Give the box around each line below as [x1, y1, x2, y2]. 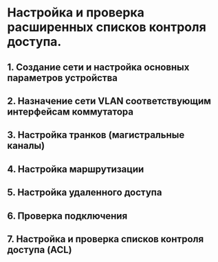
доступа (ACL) [7, 243, 72, 255]
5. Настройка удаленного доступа [7, 187, 162, 198]
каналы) [7, 140, 45, 152]
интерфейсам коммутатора [7, 106, 134, 117]
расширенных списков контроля [7, 19, 206, 35]
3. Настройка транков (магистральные [7, 129, 185, 141]
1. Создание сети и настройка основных [7, 61, 190, 73]
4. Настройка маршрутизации [7, 163, 144, 175]
